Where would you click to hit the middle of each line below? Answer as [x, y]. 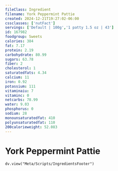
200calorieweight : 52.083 [31, 127]
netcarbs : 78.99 [21, 100]
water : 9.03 [17, 104]
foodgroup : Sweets [24, 37]
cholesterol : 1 [20, 68]
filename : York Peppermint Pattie [40, 14]
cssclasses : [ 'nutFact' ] [30, 23]
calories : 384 [19, 41]
